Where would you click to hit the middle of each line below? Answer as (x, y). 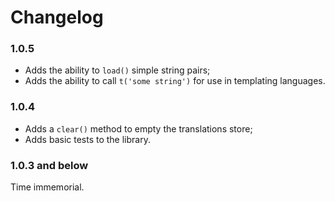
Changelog (57, 17)
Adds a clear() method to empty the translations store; (138, 128)
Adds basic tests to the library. (87, 139)
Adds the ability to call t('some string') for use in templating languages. (175, 81)
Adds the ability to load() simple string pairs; (117, 70)
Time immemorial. (47, 187)
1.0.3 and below (49, 165)
